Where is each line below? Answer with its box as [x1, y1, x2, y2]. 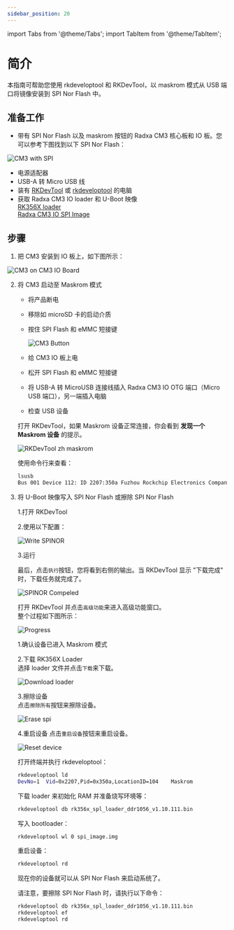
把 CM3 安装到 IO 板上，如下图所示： [17, 252, 124, 261]
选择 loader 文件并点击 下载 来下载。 [17, 664, 117, 672]
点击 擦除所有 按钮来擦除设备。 [17, 701, 100, 709]
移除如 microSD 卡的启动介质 [27, 310, 112, 319]
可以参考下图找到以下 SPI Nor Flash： [17, 141, 126, 149]
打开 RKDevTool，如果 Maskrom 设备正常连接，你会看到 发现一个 [17, 422, 205, 430]
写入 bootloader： [17, 819, 70, 827]
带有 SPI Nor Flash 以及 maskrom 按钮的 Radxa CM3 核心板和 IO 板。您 [17, 131, 222, 140]
